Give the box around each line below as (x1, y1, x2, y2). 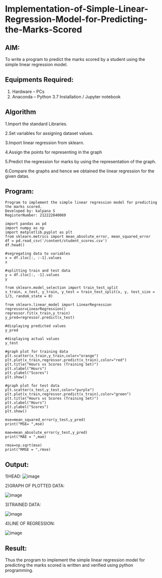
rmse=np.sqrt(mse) (5, 443, 42, 448)
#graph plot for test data (5, 383, 60, 388)
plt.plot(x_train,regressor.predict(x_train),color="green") (5, 392, 131, 397)
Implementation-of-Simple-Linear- (5, 3, 149, 15)
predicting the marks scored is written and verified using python (5, 562, 133, 568)
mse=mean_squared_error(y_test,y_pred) (5, 417, 86, 422)
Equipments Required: (5, 75, 74, 84)
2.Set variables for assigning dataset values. (5, 130, 94, 136)
